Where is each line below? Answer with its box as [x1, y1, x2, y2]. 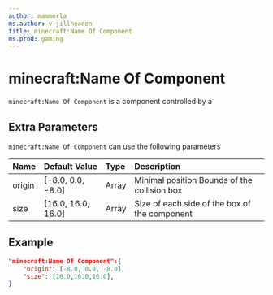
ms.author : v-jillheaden [8, 20, 93, 28]
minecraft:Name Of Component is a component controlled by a [8, 97, 213, 106]
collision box [134, 184, 183, 196]
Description [134, 161, 181, 171]
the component [134, 208, 193, 219]
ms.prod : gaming [8, 34, 63, 43]
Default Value [43, 161, 97, 171]
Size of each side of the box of [134, 198, 252, 209]
